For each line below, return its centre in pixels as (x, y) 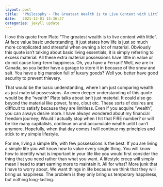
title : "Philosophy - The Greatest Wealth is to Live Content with (76, 14)
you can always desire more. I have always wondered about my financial (77, 113)
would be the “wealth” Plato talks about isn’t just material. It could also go (78, 98)
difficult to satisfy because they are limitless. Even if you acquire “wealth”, (79, 108)
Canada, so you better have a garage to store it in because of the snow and (80, 68)
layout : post (18, 9)
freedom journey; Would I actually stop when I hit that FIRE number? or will (80, 119)
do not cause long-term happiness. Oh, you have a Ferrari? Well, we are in (79, 63)
